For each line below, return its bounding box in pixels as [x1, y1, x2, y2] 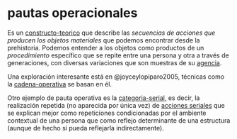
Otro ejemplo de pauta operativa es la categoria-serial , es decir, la [7, 94, 200, 102]
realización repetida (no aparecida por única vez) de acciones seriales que [7, 101, 225, 109]
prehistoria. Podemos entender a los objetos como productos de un [7, 43, 204, 52]
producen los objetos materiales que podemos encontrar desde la [7, 35, 200, 44]
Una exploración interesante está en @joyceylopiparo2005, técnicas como [7, 72, 225, 81]
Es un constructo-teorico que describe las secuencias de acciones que [7, 28, 216, 37]
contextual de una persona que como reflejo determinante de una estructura [7, 116, 231, 125]
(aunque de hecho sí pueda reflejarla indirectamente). [7, 123, 164, 132]
